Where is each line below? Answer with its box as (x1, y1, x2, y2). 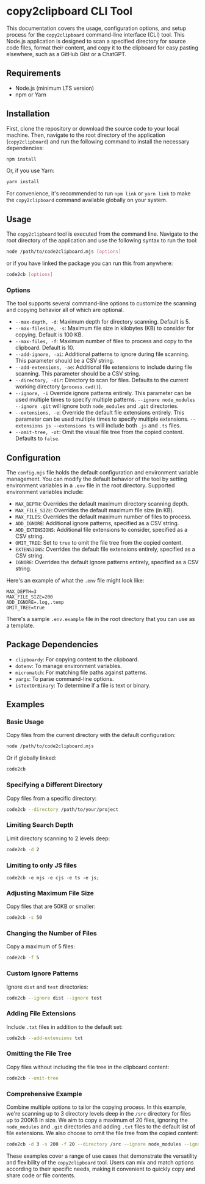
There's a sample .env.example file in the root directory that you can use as (6, 615, 195, 622)
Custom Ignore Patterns (6, 969, 79, 978)
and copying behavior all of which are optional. (6, 307, 124, 314)
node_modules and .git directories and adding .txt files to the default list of (6, 1123, 196, 1130)
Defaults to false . (15, 435, 60, 442)
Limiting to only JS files (6, 861, 77, 870)
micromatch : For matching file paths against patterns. (15, 669, 148, 676)
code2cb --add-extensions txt (6, 1035, 84, 1041)
